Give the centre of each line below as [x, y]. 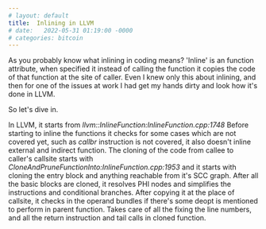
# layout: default [39, 16]
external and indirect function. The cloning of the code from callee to [121, 150]
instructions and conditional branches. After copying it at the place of [121, 192]
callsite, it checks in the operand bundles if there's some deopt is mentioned [133, 201]
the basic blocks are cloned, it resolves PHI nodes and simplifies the [120, 184]
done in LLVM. [32, 94]
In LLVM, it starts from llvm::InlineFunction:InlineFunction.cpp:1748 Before [128, 125]
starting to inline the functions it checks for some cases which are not [122, 134]
